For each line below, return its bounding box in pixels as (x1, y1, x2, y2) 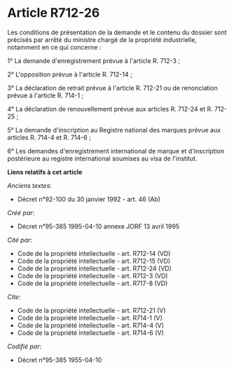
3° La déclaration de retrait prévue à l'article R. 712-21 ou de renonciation (7, 83, 219, 92)
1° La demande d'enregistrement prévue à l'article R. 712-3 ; (7, 56, 181, 64)
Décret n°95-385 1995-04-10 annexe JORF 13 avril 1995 (17, 222, 180, 231)
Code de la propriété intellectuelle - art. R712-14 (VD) (17, 249, 171, 257)
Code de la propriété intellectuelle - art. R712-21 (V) (17, 306, 166, 315)
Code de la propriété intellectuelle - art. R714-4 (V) (17, 321, 165, 329)
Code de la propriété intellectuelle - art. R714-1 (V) (17, 313, 163, 322)
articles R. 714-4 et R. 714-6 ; (7, 133, 91, 142)
